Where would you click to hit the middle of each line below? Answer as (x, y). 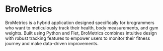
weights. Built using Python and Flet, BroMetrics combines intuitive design (81, 33)
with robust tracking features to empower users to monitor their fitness (78, 38)
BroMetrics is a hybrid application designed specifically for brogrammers (80, 23)
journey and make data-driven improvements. (52, 43)
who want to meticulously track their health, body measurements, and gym (82, 27)
